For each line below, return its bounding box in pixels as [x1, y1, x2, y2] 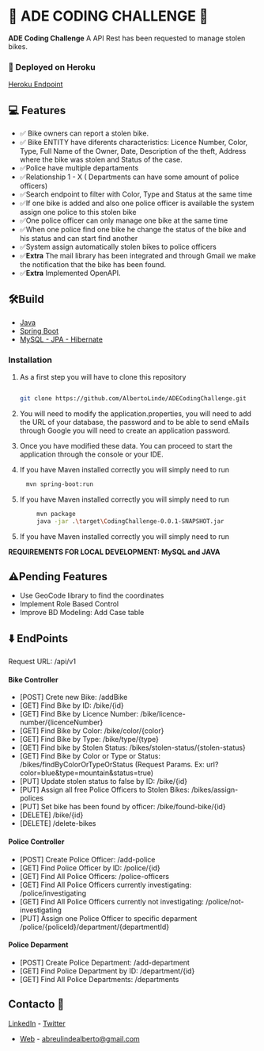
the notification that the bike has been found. [19, 260, 167, 269]
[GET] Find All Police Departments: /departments [19, 974, 179, 984]
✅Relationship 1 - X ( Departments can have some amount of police [19, 172, 239, 182]
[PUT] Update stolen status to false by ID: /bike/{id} [19, 777, 188, 786]
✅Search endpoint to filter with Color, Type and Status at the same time [19, 189, 253, 199]
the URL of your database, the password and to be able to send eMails [19, 418, 250, 427]
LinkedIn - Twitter [8, 1019, 66, 1028]
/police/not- [205, 896, 244, 906]
